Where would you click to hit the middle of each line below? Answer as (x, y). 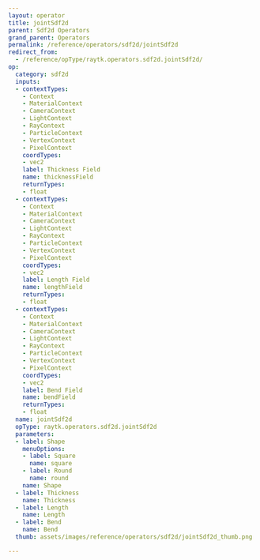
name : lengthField (53, 288)
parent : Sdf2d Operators (49, 30)
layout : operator (37, 15)
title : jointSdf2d (38, 23)
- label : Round (47, 471)
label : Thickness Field (62, 170)
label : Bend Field (53, 390)
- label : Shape (40, 442)
